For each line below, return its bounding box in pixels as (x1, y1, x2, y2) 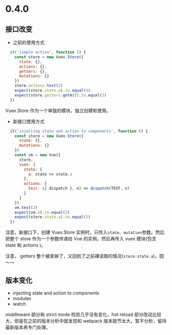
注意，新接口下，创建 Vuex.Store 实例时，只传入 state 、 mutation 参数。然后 (5, 229, 165, 235)
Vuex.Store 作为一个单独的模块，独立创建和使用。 (5, 107, 111, 114)
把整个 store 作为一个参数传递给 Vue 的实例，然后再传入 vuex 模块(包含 (5, 236, 157, 242)
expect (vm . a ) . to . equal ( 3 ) (14, 210, 70, 215)
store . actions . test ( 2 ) (14, 83, 63, 88)
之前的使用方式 (12, 40, 45, 45)
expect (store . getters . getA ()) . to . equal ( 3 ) (14, 92, 107, 98)
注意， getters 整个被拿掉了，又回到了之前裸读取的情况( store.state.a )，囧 (5, 253, 164, 259)
